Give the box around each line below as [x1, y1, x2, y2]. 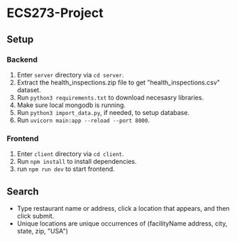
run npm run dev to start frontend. [16, 165, 115, 173]
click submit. [16, 211, 55, 220]
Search [6, 185, 40, 197]
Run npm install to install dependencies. [16, 158, 137, 166]
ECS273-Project [6, 5, 104, 21]
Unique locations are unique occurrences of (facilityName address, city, [16, 219, 228, 228]
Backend [6, 55, 38, 65]
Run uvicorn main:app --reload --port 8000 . [16, 116, 150, 124]
